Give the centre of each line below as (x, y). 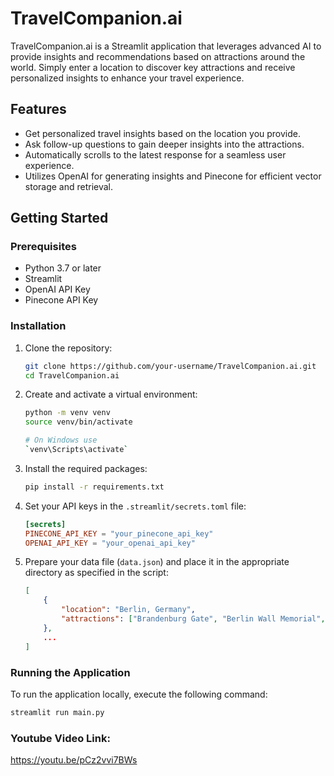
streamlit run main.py (57, 712)
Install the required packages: (86, 468)
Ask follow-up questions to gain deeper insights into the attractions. (164, 144)
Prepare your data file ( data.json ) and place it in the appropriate (157, 562)
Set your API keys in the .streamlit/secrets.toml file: (135, 506)
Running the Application (70, 672)
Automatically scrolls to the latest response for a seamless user (155, 154)
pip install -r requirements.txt (94, 487)
